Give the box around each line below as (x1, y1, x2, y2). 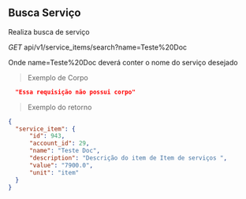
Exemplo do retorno (27, 102, 92, 112)
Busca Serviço (8, 6, 81, 20)
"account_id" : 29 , (28, 139, 90, 148)
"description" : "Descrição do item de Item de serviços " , (28, 154, 227, 162)
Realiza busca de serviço (8, 27, 90, 36)
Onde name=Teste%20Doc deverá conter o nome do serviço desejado (8, 57, 238, 67)
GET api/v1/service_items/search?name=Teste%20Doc (8, 42, 188, 52)
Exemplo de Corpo (27, 72, 89, 82)
